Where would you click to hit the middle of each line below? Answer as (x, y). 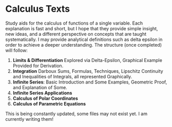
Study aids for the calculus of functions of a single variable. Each (74, 23)
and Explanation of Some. (40, 87)
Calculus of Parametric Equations (49, 103)
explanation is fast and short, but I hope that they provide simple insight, (82, 28)
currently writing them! (30, 119)
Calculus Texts (38, 9)
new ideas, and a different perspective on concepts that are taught (76, 34)
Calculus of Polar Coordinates (45, 98)
